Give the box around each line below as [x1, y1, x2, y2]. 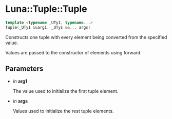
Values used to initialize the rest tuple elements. [12, 108, 114, 114]
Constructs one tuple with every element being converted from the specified [5, 34, 167, 40]
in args [12, 98, 28, 104]
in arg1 [12, 78, 27, 84]
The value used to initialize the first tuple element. [12, 88, 119, 94]
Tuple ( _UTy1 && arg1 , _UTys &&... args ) [5, 25, 91, 30]
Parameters [5, 65, 44, 73]
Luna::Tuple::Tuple [5, 3, 87, 15]
